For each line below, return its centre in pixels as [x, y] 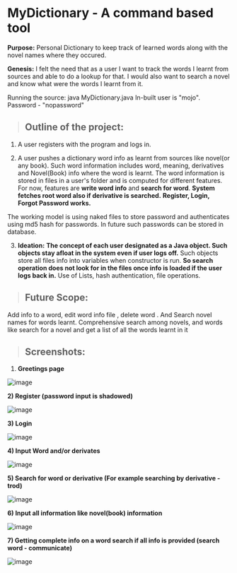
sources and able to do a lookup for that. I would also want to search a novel [118, 76]
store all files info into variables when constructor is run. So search [115, 260]
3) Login [20, 424]
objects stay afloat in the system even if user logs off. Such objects [118, 253]
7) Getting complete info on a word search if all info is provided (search [114, 540]
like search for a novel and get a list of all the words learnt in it [98, 329]
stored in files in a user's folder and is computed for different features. [120, 180]
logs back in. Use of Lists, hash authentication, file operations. [109, 275]
